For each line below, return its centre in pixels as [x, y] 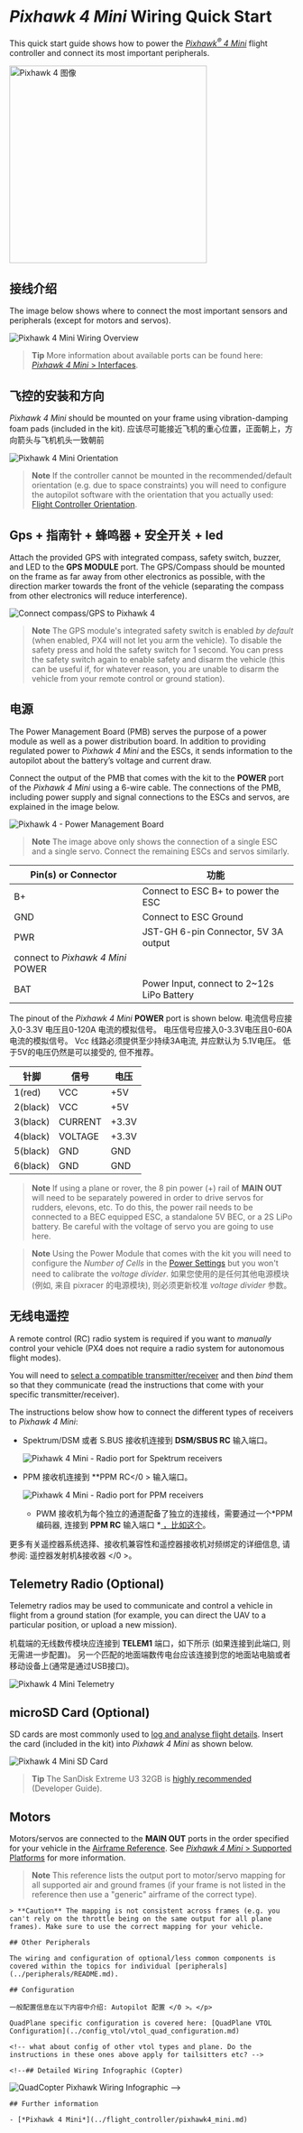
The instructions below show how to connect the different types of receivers [151, 1412]
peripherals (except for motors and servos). [90, 320]
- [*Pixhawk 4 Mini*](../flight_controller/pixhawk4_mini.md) [129, 2120]
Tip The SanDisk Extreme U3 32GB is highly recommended [142, 1779]
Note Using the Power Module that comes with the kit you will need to [161, 1253]
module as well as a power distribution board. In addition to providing [138, 741]
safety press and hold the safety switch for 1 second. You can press [157, 650]
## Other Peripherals [50, 1943]
